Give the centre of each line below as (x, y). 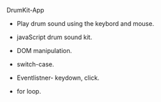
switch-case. (35, 64)
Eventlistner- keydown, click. (58, 78)
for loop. (29, 91)
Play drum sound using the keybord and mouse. (85, 23)
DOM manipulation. (44, 51)
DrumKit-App (25, 10)
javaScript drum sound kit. (54, 37)
